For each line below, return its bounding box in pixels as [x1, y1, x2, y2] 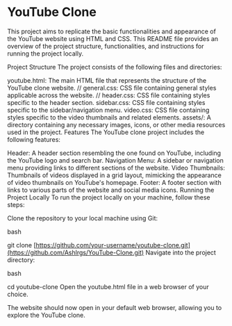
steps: [7, 200, 25, 209]
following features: [7, 135, 61, 143]
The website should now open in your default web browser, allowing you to [7, 303, 222, 311]
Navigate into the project [145, 248, 217, 256]
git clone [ [7, 241, 36, 249]
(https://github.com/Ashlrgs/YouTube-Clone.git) [7, 248, 144, 256]
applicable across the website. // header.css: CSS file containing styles [7, 91, 210, 99]
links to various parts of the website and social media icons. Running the [7, 186, 215, 194]
